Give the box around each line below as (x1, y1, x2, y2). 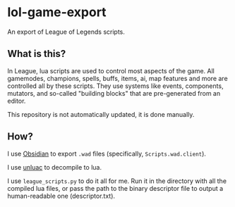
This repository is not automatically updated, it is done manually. (7, 110, 195, 118)
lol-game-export (7, 4, 107, 20)
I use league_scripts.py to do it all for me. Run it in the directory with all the (7, 177, 227, 185)
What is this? (7, 48, 66, 60)
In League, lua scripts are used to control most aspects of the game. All (7, 66, 215, 75)
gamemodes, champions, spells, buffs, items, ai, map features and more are (7, 74, 228, 82)
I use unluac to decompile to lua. (7, 163, 102, 171)
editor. (7, 96, 26, 105)
